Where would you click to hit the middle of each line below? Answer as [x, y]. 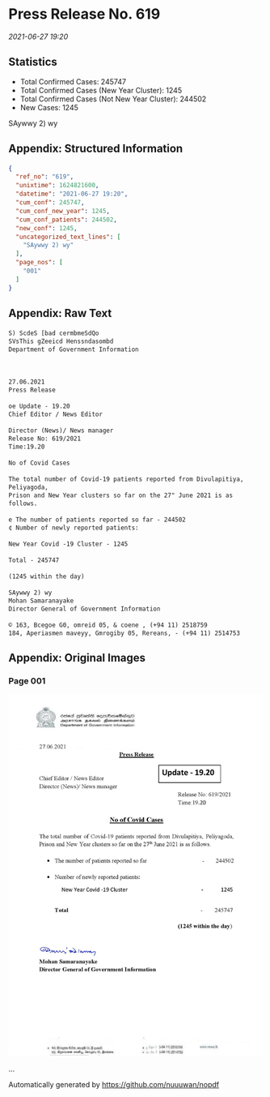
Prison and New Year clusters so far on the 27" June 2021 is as [120, 495]
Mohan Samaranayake [41, 601]
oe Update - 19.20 [39, 406]
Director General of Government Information [84, 609]
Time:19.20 [27, 447]
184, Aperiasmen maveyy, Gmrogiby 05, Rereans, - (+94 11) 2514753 [124, 633]
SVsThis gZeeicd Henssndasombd [61, 341]
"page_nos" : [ [39, 263]
